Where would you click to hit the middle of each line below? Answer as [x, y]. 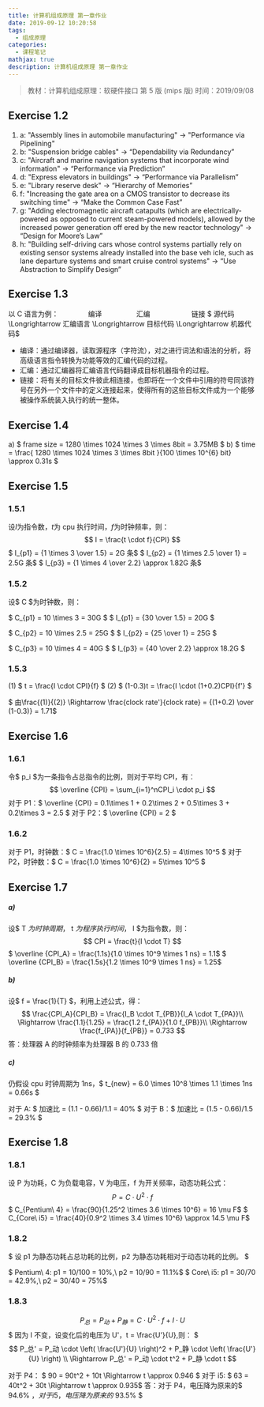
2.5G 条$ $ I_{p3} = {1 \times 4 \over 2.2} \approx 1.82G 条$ [105, 563]
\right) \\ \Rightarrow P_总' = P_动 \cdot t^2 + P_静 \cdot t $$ [139, 1359]
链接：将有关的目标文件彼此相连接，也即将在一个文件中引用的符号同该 [134, 380]
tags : [17, 30]
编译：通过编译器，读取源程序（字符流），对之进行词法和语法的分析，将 [135, 351]
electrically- [223, 210]
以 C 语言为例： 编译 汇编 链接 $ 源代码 [121, 314]
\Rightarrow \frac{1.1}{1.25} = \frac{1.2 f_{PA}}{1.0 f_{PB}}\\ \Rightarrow [132, 1022]
